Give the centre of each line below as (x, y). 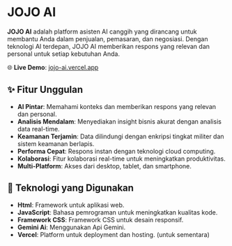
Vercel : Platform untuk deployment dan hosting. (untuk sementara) (114, 234)
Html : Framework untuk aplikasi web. (71, 205)
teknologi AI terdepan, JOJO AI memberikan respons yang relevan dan (109, 46)
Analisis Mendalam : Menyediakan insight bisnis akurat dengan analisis (119, 121)
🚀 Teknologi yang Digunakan (71, 188)
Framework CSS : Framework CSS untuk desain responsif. (100, 219)
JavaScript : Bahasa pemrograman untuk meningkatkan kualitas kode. (117, 212)
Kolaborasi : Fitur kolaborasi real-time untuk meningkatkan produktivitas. (121, 159)
